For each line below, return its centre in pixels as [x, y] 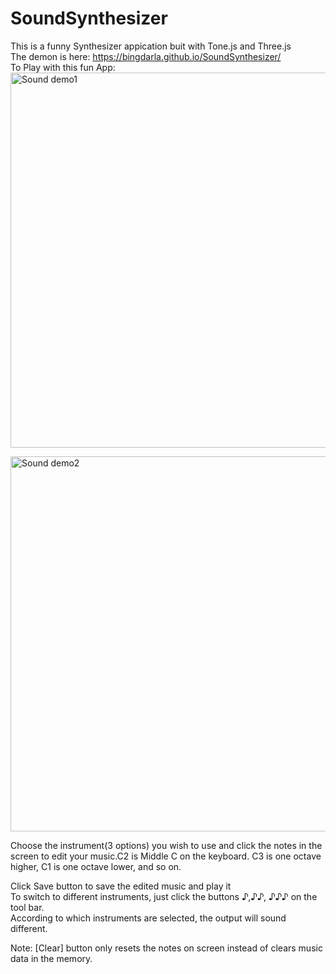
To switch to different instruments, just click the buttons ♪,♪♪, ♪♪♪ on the [164, 896]
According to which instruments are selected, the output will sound [148, 918]
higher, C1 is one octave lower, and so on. [96, 866]
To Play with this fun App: [63, 67]
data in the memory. [51, 958]
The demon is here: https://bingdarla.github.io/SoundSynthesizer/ [146, 56]
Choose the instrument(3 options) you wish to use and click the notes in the [166, 845]
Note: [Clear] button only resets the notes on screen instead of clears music [166, 948]
